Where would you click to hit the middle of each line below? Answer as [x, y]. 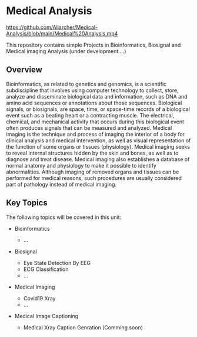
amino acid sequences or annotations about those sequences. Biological [94, 103]
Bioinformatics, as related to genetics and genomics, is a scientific [86, 84]
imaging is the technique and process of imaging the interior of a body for [96, 134]
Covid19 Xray [39, 298]
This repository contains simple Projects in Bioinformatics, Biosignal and [94, 45]
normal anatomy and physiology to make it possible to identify [81, 165]
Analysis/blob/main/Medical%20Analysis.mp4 [62, 33]
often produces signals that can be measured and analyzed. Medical [89, 127]
